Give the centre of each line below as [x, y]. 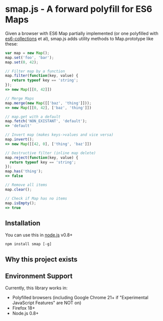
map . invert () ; [20, 140]
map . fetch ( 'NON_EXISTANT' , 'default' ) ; [46, 121]
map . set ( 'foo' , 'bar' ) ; [30, 57]
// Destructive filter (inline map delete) [51, 153]
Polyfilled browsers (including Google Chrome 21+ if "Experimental [80, 298]
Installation [23, 223]
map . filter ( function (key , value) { [42, 76]
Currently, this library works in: [36, 288]
